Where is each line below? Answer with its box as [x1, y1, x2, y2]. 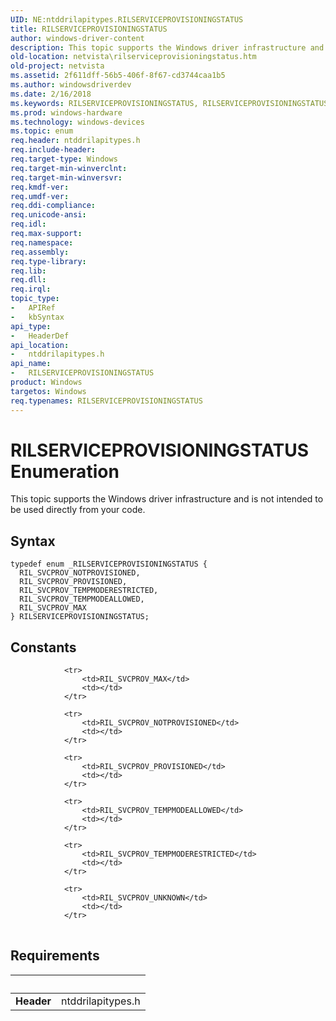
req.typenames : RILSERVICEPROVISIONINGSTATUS [10, 396, 203, 406]
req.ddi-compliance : [10, 201, 97, 211]
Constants [10, 639, 77, 656]
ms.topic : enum [10, 126, 74, 136]
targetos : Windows [10, 386, 87, 396]
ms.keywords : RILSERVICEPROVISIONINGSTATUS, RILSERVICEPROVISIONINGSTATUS [10, 98, 329, 108]
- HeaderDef [10, 331, 70, 341]
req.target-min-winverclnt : [10, 163, 128, 173]
